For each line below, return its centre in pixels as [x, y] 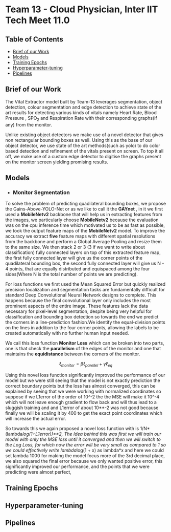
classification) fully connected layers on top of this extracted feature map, [83, 252]
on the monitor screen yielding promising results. [57, 162]
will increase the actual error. [36, 419]
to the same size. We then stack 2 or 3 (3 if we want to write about [75, 247]
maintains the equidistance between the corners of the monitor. [73, 354]
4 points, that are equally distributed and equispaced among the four [78, 269]
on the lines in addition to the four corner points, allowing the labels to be [82, 328]
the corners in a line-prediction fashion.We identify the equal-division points [86, 322]
